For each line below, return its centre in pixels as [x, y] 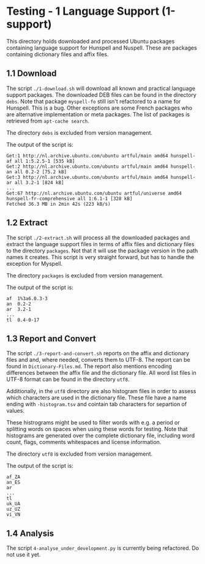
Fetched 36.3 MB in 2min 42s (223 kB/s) [59, 204]
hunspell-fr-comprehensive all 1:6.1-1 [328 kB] [69, 198]
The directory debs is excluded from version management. [80, 132]
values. [15, 411]
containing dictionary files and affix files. [58, 54]
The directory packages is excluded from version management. [85, 275]
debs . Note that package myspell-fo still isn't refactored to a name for [94, 101]
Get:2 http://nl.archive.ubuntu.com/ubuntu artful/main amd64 [87, 167]
